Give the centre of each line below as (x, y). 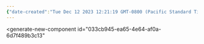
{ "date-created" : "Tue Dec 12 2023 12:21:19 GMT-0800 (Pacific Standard (99, 12)
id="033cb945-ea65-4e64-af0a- (119, 29)
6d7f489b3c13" (26, 35)
